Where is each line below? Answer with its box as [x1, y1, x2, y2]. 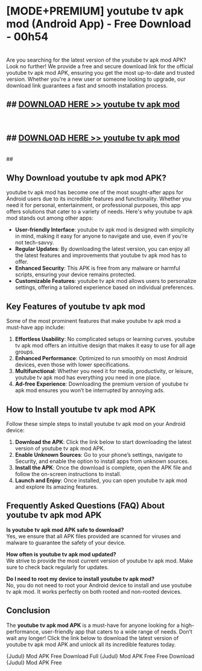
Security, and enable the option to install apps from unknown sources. [14, 457, 189, 465]
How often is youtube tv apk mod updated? [6, 550, 116, 558]
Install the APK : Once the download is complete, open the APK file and [14, 464, 192, 471]
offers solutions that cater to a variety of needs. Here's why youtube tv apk [6, 208, 193, 215]
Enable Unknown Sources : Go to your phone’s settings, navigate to [14, 451, 183, 458]
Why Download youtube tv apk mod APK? [6, 173, 167, 183]
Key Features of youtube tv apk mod [6, 301, 146, 311]
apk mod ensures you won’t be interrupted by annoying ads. [14, 387, 165, 394]
